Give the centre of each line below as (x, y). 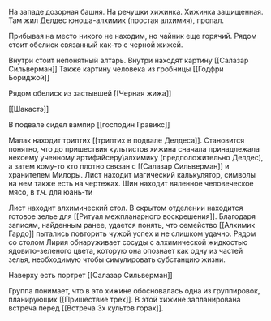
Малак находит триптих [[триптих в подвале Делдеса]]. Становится (127, 140)
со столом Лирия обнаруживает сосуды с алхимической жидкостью (128, 242)
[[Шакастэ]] (29, 109)
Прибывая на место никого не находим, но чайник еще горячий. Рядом (133, 36)
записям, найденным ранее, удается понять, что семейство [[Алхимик (132, 225)
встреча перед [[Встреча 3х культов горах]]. (86, 308)
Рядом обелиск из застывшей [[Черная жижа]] (90, 93)
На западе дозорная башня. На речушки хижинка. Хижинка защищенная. (136, 12)
